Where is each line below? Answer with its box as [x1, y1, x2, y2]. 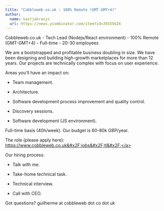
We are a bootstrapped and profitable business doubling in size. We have [5, 50, 155, 56]
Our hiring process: [5, 152, 45, 158]
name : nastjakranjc [9, 16, 50, 21]
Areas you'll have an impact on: [5, 70, 70, 76]
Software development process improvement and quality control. [12, 99, 146, 105]
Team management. [12, 79, 54, 85]
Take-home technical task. [12, 171, 67, 177]
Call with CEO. [12, 191, 42, 197]
